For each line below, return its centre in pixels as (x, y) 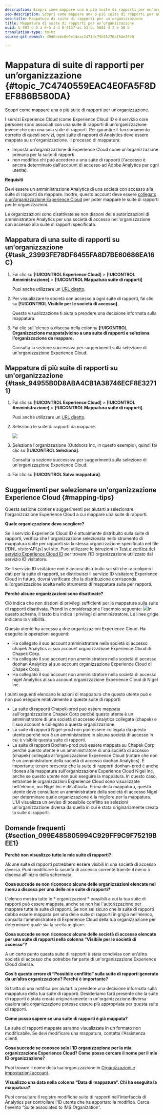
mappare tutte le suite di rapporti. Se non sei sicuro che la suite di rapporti (80, 909)
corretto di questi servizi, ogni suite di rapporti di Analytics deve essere (77, 135)
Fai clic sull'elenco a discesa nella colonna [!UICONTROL (70, 328)
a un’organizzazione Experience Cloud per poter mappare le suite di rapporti (82, 199)
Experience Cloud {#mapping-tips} (60, 497)
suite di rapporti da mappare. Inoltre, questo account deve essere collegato (81, 194)
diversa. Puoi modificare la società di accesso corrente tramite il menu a (78, 870)
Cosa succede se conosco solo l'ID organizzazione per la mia (68, 1048)
